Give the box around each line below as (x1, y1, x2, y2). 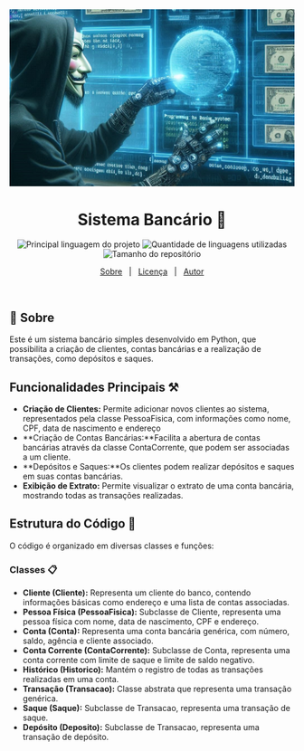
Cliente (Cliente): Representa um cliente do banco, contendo (22, 587, 252, 598)
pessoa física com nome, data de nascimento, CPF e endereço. (22, 616, 260, 627)
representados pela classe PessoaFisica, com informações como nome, (22, 414, 291, 424)
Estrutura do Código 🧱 (9, 516, 137, 532)
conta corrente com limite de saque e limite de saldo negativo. (22, 655, 255, 666)
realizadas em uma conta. (22, 674, 119, 685)
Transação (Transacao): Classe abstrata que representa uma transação (22, 683, 292, 695)
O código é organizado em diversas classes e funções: (9, 540, 214, 551)
